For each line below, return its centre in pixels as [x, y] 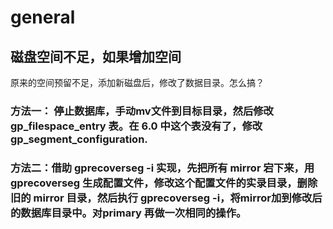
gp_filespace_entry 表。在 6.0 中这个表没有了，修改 [136, 126]
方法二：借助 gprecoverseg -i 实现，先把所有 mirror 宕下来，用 [162, 168]
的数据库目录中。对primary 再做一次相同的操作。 [128, 213]
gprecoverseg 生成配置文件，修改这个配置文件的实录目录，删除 [164, 183]
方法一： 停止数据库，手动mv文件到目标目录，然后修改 [142, 111]
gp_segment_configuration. [79, 139]
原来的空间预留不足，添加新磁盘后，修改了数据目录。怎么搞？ [137, 82]
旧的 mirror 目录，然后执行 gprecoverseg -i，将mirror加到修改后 [166, 198]
